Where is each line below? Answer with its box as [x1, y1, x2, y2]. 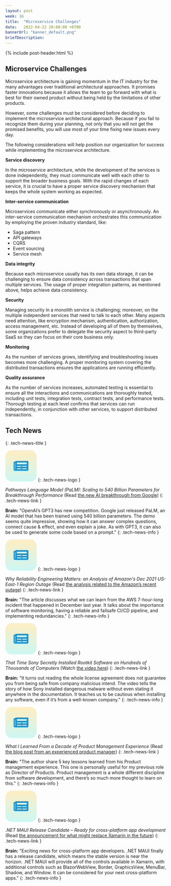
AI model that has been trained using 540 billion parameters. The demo [5, 513, 155, 519]
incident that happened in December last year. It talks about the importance [5, 602, 164, 608]
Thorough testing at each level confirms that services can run [5, 400, 135, 406]
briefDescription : [5, 35, 44, 40]
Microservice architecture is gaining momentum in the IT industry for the [5, 78, 158, 84]
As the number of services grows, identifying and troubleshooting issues [5, 353, 158, 360]
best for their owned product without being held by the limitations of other [5, 95, 161, 101]
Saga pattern [12, 229, 40, 235]
